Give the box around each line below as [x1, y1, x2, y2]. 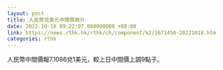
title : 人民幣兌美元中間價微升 [7, 16, 85, 23]
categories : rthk [7, 36, 57, 43]
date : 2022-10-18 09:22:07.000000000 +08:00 [7, 23, 137, 30]
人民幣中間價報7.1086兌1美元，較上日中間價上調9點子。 [7, 56, 163, 64]
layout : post [7, 10, 45, 17]
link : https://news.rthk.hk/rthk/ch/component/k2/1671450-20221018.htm [7, 29, 216, 36]
